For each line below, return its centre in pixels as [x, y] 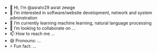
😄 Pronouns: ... [25, 41]
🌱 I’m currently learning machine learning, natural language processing [81, 23]
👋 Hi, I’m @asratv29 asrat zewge [42, 8]
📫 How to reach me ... [32, 34]
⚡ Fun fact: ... [23, 46]
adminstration [23, 18]
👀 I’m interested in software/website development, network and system [81, 13]
